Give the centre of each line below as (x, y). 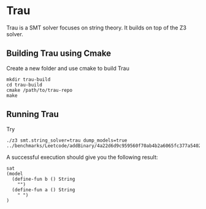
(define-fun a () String (44, 190)
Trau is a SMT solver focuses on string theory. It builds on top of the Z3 (97, 28)
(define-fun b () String (44, 179)
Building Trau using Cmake (59, 54)
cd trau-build (25, 85)
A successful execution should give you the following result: (82, 157)
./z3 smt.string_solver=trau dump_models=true (67, 140)
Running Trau (33, 114)
